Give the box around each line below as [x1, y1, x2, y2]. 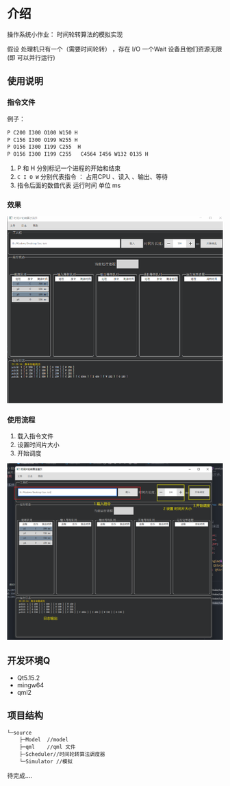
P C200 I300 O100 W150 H [7, 129, 78, 136]
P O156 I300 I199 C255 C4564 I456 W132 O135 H [7, 151, 149, 158]
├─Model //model [19, 737, 69, 743]
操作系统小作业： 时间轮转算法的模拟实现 [7, 30, 123, 38]
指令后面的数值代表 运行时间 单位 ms [16, 181, 121, 189]
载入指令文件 [16, 431, 53, 440]
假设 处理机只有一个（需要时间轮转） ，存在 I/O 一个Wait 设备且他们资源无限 [7, 45, 222, 53]
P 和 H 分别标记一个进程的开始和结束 [16, 164, 121, 172]
